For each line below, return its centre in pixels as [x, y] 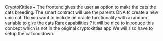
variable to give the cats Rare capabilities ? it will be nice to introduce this [80, 23]
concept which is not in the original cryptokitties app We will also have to [79, 28]
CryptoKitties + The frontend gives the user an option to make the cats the [81, 7]
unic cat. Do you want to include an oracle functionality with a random [76, 18]
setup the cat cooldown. [30, 33]
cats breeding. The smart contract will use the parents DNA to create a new [82, 12]
